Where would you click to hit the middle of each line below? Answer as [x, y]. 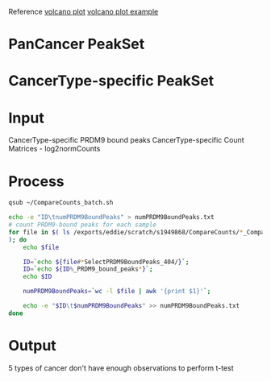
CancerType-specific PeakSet [111, 81]
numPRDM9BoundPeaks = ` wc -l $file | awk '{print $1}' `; [117, 292]
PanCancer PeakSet [77, 44]
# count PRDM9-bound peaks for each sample [83, 225]
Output [32, 345]
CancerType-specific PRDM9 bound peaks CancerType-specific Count [126, 140]
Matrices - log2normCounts [54, 149]
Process [36, 181]
